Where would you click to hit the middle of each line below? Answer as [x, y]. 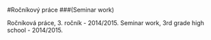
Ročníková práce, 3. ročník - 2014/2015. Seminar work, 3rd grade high [106, 23]
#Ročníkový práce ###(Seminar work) [61, 10]
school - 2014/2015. [35, 30]
